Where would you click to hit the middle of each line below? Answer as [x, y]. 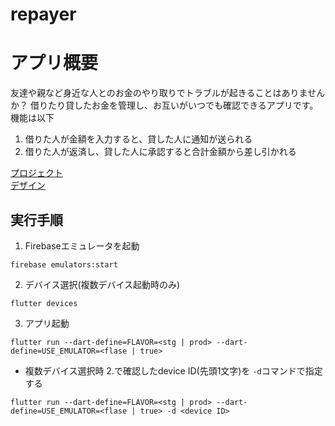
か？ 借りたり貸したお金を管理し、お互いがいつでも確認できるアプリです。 [164, 105]
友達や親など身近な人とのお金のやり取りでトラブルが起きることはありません [168, 93]
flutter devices [44, 303]
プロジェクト [36, 173]
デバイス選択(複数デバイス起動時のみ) [102, 284]
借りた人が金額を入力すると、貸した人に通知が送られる [138, 139]
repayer [43, 14]
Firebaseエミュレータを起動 [82, 245]
